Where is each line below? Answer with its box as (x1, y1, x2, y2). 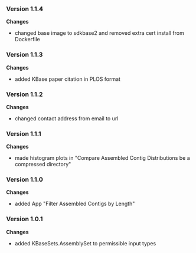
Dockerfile (14, 36, 40, 43)
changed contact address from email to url (14, 114, 119, 122)
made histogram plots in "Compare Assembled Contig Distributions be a (14, 155, 190, 162)
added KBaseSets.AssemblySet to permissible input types (14, 239, 156, 247)
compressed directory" (14, 161, 71, 168)
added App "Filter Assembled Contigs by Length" (14, 200, 135, 208)
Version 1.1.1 (6, 129, 41, 137)
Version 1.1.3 (6, 51, 43, 59)
